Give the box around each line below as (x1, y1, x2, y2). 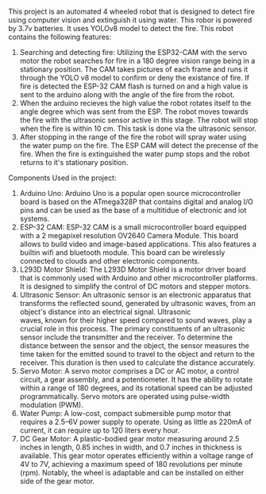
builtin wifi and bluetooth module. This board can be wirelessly (19, 248, 226, 257)
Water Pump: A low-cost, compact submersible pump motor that (19, 409, 232, 418)
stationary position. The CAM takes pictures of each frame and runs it (19, 65, 249, 74)
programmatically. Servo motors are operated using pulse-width (19, 392, 230, 401)
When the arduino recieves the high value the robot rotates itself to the (19, 99, 252, 108)
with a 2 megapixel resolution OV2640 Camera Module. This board (19, 231, 239, 240)
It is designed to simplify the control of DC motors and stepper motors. (19, 282, 252, 291)
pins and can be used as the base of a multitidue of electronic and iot (19, 206, 247, 214)
